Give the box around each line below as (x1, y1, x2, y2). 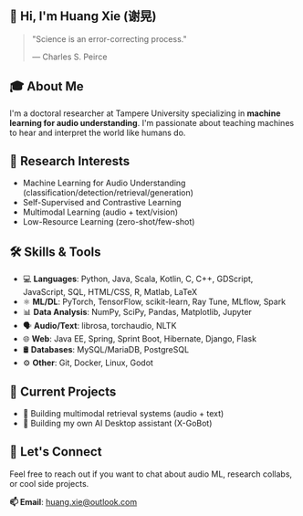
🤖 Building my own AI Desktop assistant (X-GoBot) (22, 418, 213, 429)
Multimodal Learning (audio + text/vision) (22, 206, 179, 217)
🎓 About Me (9, 79, 84, 94)
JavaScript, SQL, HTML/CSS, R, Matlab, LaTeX (22, 287, 198, 298)
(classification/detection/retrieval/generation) (22, 187, 194, 198)
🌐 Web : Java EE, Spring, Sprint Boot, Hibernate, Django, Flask (22, 333, 257, 344)
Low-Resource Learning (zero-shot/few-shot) (22, 216, 195, 227)
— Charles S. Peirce (31, 51, 108, 62)
